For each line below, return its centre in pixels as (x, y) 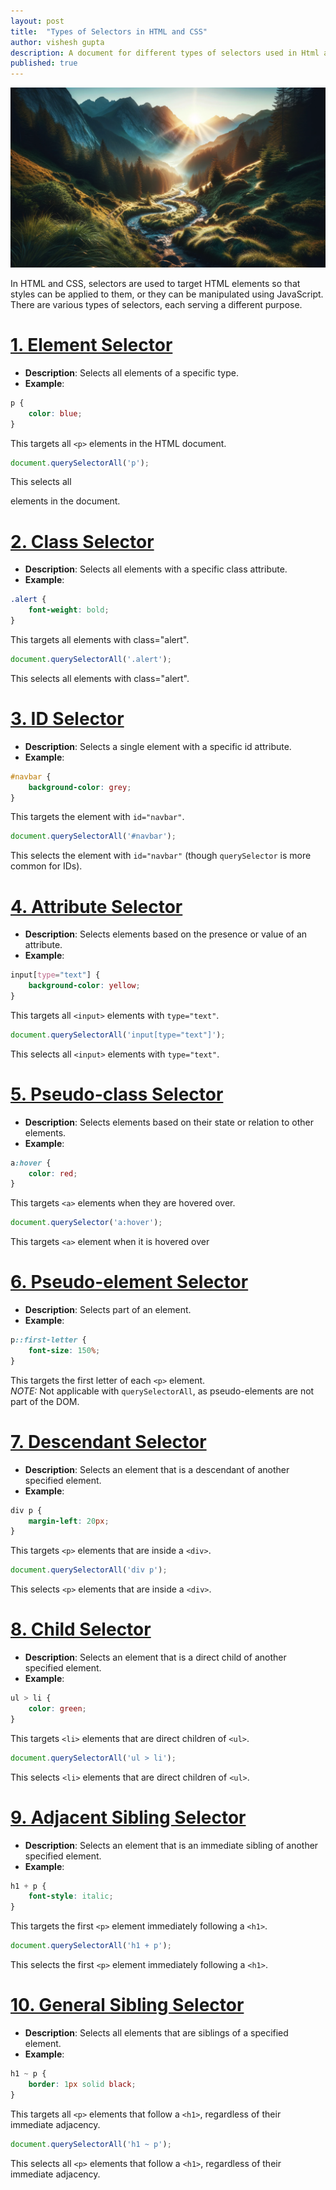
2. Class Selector (82, 541)
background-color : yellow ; (84, 986)
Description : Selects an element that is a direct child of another (155, 1657)
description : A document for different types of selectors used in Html (165, 53)
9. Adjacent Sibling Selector (128, 1817)
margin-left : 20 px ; (69, 1521)
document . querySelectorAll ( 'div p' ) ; (89, 1570)
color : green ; (57, 1709)
